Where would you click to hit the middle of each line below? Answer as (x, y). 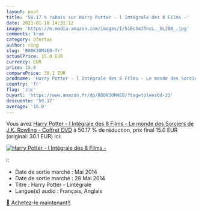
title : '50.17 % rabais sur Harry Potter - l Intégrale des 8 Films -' (98, 17)
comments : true (25, 34)
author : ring (23, 46)
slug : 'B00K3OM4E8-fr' (35, 51)
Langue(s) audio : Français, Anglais (59, 191)
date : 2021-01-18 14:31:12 (40, 23)
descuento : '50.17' (31, 101)
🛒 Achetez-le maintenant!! (38, 202)
